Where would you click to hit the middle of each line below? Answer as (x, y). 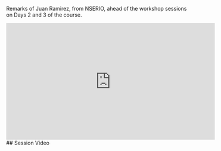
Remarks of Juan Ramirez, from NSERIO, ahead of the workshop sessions (97, 9)
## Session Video (28, 143)
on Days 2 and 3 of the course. (44, 15)
